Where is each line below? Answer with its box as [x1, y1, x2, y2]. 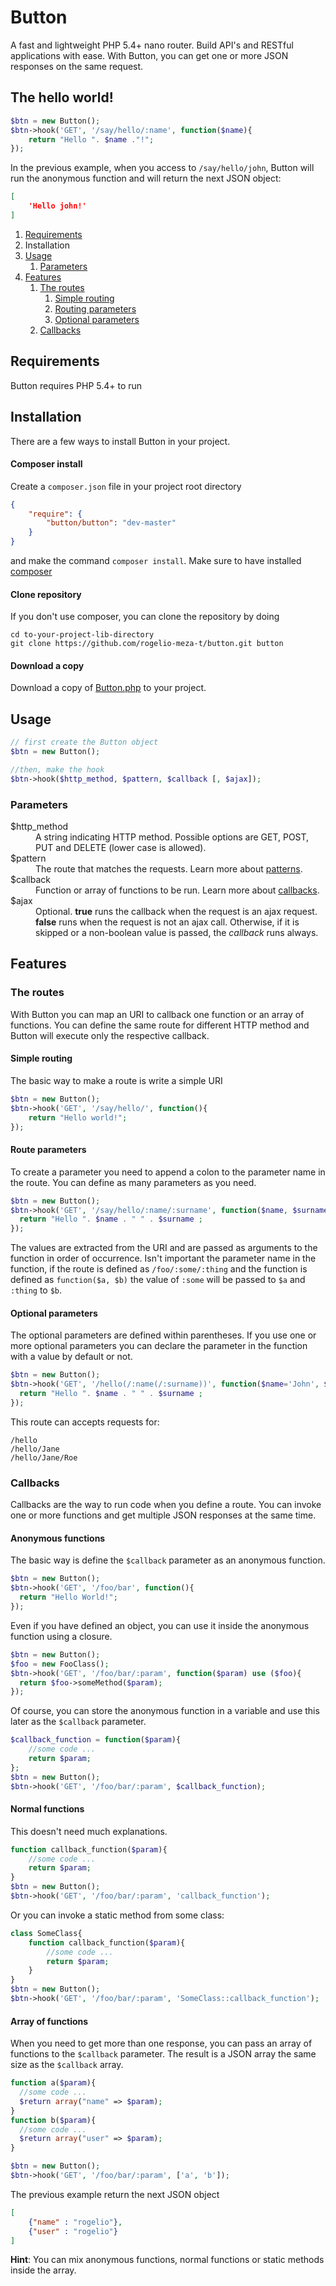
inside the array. [10, 2264, 77, 2276]
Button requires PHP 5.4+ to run [10, 379, 143, 391]
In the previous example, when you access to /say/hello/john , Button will [10, 162, 315, 174]
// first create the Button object [10, 737, 159, 748]
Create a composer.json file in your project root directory [10, 480, 242, 492]
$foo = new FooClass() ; [10, 1659, 110, 1669]
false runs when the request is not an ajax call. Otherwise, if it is [35, 916, 300, 928]
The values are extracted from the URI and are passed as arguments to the [10, 1242, 318, 1254]
